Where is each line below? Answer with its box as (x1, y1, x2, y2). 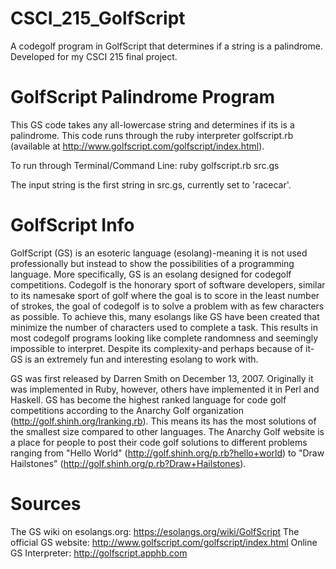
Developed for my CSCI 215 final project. (10, 50, 178, 62)
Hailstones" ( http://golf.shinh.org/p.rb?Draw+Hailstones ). (10, 457, 247, 469)
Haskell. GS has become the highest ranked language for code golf (10, 393, 287, 406)
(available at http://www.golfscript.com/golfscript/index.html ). (10, 140, 265, 152)
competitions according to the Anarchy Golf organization (10, 404, 244, 416)
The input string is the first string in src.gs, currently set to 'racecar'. (10, 178, 292, 191)
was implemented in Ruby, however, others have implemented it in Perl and (10, 383, 320, 395)
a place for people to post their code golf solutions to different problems (10, 436, 308, 448)
